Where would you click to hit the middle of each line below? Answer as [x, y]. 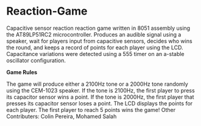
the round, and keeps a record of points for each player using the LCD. [95, 47]
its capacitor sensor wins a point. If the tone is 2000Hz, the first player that [100, 97]
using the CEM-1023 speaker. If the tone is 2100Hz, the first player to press [100, 90]
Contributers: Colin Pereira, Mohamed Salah [62, 116]
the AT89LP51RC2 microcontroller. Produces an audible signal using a [94, 34]
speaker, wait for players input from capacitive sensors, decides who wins [100, 41]
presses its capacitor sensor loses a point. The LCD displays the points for [100, 103]
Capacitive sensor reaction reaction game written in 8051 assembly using [98, 28]
